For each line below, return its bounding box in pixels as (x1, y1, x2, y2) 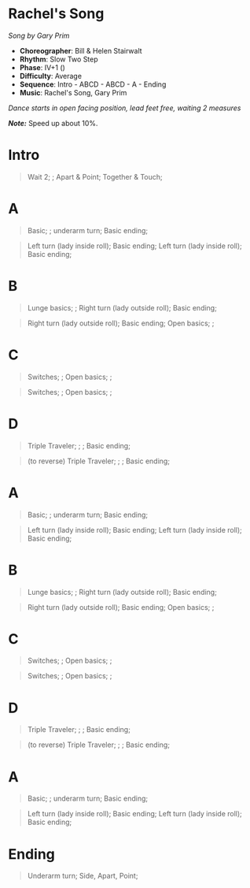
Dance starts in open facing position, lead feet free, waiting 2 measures (8, 103, 241, 113)
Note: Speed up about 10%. (8, 118, 98, 128)
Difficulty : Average (19, 71, 83, 80)
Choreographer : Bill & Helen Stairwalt (19, 46, 143, 55)
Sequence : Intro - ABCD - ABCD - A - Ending (19, 80, 167, 89)
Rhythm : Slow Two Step (19, 54, 98, 64)
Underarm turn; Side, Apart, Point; (27, 871, 138, 881)
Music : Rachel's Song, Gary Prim (19, 87, 127, 97)
